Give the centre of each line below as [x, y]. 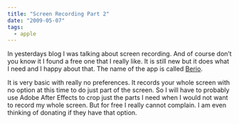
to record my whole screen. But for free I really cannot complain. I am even [117, 105]
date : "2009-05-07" [36, 21]
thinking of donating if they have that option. [72, 113]
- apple [25, 34]
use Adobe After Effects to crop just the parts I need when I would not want [118, 98]
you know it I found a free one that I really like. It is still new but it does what [118, 62]
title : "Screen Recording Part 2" [59, 14]
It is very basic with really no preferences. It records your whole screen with [119, 83]
